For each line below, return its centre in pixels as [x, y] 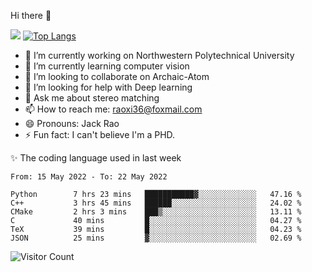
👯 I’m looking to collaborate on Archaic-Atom [117, 76]
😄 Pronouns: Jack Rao [72, 123]
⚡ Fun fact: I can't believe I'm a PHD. [100, 134]
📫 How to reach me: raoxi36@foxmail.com [113, 109]
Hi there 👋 [31, 15]
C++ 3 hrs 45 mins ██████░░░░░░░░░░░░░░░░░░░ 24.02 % [156, 203]
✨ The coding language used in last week [96, 158]
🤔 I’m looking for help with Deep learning [108, 87]
